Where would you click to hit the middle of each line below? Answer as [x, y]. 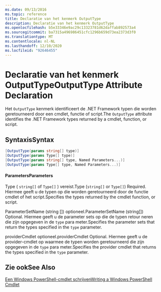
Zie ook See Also [30, 267]
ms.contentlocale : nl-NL [30, 42]
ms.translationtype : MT [29, 37]
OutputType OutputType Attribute [74, 85]
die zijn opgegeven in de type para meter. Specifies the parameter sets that [80, 222]
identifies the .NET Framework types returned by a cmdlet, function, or [76, 119]
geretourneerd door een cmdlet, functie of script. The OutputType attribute [79, 114]
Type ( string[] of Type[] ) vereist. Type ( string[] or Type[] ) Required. [76, 187]
